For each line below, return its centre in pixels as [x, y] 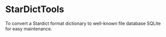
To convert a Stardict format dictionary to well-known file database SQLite [83, 23]
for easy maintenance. [29, 28]
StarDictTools [35, 9]
